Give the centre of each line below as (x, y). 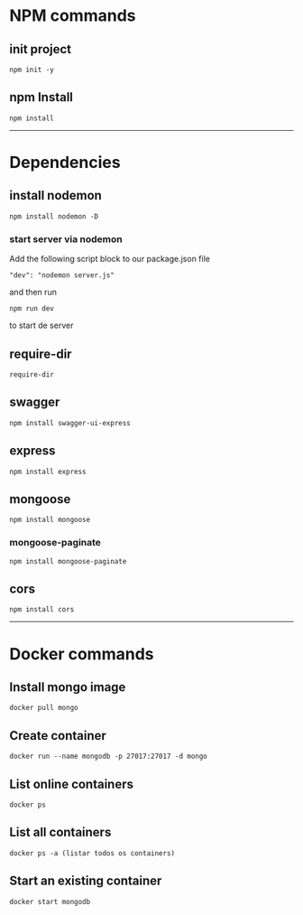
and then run (33, 292)
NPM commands (73, 16)
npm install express (48, 472)
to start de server (41, 325)
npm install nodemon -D (54, 216)
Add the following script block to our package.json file (110, 259)
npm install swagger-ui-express (70, 423)
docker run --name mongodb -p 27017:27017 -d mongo (108, 756)
